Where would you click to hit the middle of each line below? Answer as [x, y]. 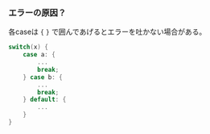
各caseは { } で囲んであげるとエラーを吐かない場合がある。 [107, 32]
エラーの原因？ [37, 12]
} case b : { [43, 77]
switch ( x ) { [28, 47]
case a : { [39, 55]
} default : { [45, 100]
